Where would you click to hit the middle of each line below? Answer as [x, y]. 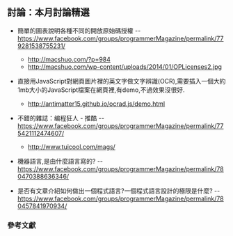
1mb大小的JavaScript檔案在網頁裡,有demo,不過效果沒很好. [101, 90]
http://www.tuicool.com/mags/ [72, 147]
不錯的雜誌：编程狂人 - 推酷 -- [61, 118]
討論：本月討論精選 [48, 13]
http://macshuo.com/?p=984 [69, 59]
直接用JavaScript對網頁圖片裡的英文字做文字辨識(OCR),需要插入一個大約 [121, 81]
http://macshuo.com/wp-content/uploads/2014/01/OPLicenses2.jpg [125, 66]
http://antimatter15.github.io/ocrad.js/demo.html [96, 104]
